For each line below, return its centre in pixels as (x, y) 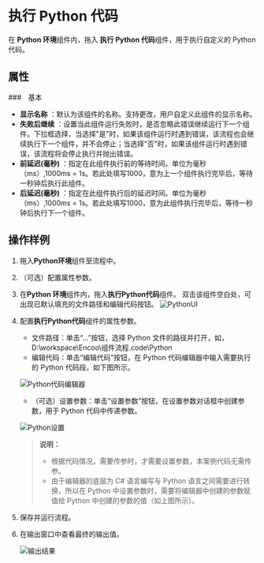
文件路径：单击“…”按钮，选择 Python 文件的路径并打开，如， (130, 337)
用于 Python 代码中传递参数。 (93, 411)
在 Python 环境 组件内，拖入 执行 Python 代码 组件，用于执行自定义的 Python (132, 39)
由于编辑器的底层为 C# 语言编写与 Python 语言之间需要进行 (147, 480)
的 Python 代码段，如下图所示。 (83, 367)
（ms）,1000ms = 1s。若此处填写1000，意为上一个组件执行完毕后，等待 (136, 173)
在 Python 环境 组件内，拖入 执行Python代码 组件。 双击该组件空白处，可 (135, 294)
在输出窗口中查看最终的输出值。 (71, 534)
